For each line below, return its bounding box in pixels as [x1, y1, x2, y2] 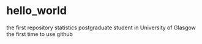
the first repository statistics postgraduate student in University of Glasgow [6, 24, 196, 31]
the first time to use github [6, 30, 73, 37]
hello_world [6, 4, 67, 18]
